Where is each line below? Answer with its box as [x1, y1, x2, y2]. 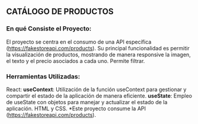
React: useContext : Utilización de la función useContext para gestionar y [6, 86, 187, 93]
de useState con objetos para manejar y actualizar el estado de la [6, 98, 167, 105]
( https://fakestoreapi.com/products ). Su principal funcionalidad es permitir [6, 44, 190, 52]
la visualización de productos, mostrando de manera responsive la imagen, [6, 51, 191, 58]
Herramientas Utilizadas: [6, 72, 81, 80]
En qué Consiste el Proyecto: [6, 25, 92, 33]
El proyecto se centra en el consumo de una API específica [6, 38, 151, 46]
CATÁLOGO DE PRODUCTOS [6, 7, 114, 17]
